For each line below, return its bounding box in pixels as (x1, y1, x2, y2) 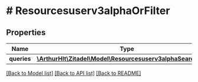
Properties (6, 28, 46, 37)
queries (9, 54, 31, 63)
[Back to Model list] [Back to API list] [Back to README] (6, 70, 141, 77)
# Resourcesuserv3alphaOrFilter (6, 4, 170, 18)
